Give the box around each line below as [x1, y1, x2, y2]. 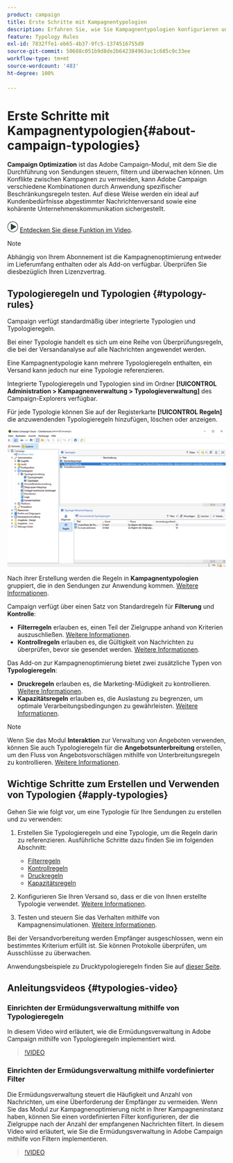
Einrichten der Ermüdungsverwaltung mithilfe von [7, 1003, 180, 1012]
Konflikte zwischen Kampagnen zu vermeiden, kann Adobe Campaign [7, 175, 207, 183]
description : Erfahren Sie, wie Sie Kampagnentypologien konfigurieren [7, 26, 218, 33]
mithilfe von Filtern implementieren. [7, 1135, 109, 1143]
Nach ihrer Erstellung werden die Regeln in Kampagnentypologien [7, 574, 199, 582]
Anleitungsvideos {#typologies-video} [7, 982, 178, 993]
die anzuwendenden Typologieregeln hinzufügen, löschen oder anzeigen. [7, 415, 218, 424]
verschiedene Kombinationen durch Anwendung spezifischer [7, 183, 182, 191]
